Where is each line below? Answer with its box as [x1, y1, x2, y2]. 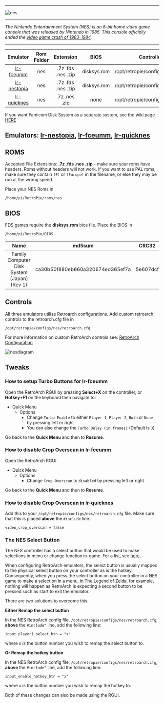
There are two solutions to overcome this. [5, 598, 89, 604]
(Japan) [9, 275, 28, 282]
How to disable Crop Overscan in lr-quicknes [5, 499, 114, 506]
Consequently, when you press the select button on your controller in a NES [5, 573, 158, 579]
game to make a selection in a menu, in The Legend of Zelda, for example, [5, 578, 155, 584]
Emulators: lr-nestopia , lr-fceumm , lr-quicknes [5, 131, 150, 140]
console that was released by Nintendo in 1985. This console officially [5, 29, 146, 35]
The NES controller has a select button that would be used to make [5, 548, 140, 554]
